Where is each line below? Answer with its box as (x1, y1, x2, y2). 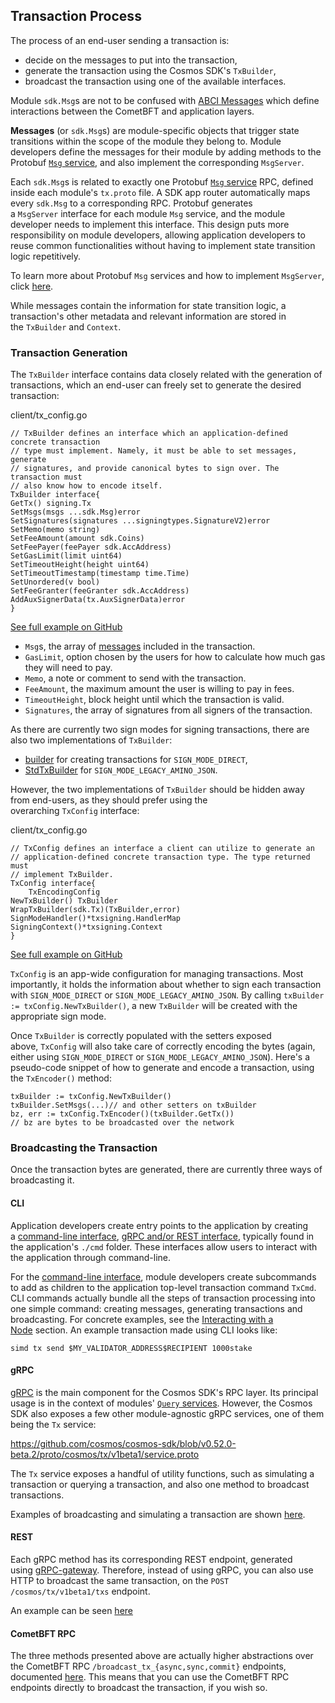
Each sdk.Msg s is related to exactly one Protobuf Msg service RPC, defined (10, 175, 314, 188)
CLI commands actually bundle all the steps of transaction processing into (10, 1292, 316, 1304)
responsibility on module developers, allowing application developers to (10, 229, 306, 241)
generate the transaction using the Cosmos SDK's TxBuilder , (24, 64, 277, 76)
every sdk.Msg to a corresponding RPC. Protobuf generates (10, 197, 253, 209)
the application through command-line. (10, 1251, 171, 1263)
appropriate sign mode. (10, 1010, 107, 1023)
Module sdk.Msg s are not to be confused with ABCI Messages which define (10, 94, 320, 106)
